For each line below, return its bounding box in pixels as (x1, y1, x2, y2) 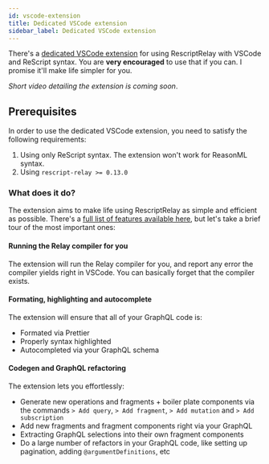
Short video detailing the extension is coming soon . (8, 81, 178, 91)
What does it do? (8, 187, 76, 199)
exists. (8, 276, 31, 285)
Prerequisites (8, 105, 77, 118)
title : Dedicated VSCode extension (8, 19, 128, 27)
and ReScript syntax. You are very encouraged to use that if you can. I (8, 57, 243, 67)
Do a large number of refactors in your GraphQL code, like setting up (19, 438, 247, 448)
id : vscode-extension (8, 11, 81, 20)
